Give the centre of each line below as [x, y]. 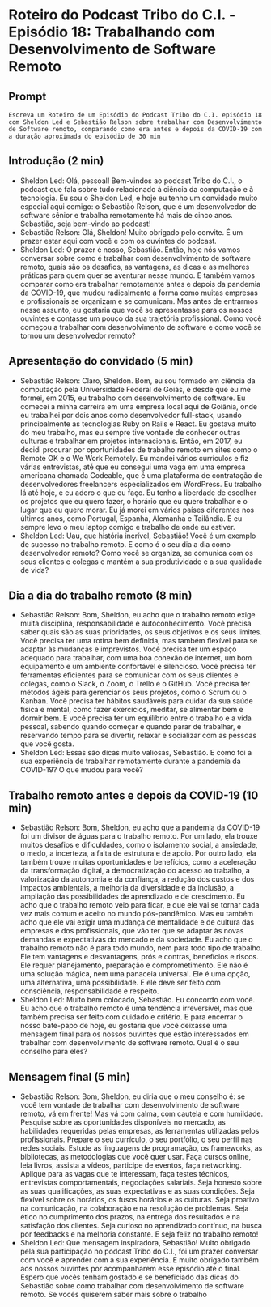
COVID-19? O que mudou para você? [81, 770]
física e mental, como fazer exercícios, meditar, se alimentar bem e [132, 710]
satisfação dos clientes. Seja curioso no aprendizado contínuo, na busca [141, 1226]
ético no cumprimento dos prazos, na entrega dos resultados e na [130, 1217]
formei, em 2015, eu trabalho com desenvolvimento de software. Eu [133, 398]
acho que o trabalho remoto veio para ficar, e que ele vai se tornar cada [140, 905]
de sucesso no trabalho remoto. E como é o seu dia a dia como [125, 544]
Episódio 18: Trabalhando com [112, 32]
